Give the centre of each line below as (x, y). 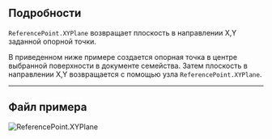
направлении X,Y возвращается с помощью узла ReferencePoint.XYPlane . (135, 74)
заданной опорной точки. (53, 41)
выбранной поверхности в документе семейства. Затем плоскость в (128, 65)
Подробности (45, 13)
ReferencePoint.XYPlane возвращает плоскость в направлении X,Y (123, 32)
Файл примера (48, 107)
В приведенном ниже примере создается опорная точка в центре (123, 57)
